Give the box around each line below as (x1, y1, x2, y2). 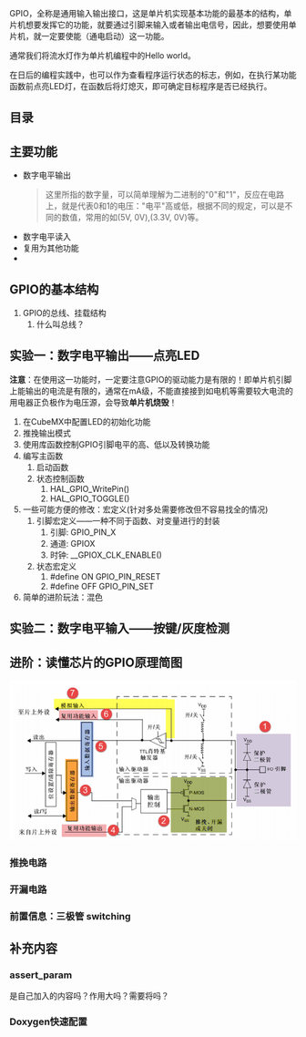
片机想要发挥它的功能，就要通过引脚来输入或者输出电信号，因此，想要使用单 (9, 19, 297, 30)
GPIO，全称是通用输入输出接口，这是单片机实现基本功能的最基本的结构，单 (9, 8, 292, 18)
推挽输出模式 (22, 427, 71, 438)
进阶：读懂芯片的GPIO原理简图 (9, 654, 183, 670)
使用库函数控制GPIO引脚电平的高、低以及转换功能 (22, 438, 210, 449)
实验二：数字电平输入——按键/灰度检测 (9, 621, 230, 636)
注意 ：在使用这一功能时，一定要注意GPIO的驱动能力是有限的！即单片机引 (9, 374, 284, 385)
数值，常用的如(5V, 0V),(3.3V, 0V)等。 (61, 212, 204, 223)
